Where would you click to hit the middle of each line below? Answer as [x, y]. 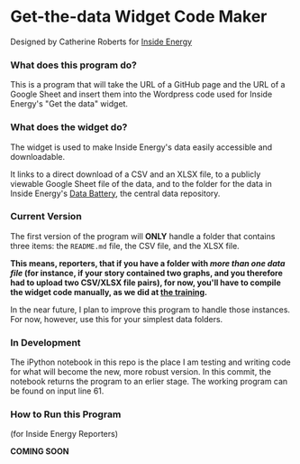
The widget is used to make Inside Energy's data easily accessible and [141, 147]
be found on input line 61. [57, 391]
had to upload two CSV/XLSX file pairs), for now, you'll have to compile [146, 283]
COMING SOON [40, 451]
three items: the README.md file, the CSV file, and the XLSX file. [125, 246]
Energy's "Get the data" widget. [69, 104]
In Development [45, 342]
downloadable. [38, 156]
